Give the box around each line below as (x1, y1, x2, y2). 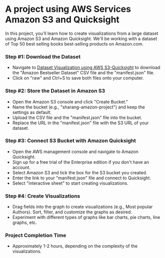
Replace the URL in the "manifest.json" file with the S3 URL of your (12, 120, 149, 126)
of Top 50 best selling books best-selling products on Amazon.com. (5, 41, 144, 47)
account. (12, 164, 31, 170)
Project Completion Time (5, 232, 66, 239)
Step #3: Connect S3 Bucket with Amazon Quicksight (5, 137, 136, 144)
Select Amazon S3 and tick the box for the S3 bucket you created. (12, 169, 148, 175)
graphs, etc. (12, 219, 37, 226)
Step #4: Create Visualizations (5, 192, 80, 199)
